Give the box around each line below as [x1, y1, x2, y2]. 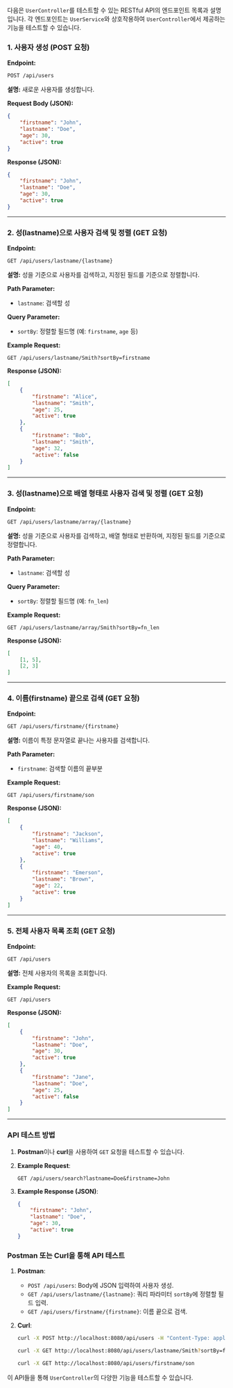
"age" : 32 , [32, 445, 64, 452]
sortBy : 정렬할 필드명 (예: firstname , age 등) [17, 327, 139, 336]
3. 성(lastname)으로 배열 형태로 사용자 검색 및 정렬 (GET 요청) [7, 489, 204, 498]
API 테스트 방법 [7, 1130, 55, 1140]
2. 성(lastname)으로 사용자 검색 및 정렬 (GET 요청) [7, 228, 168, 237]
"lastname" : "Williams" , [32, 837, 104, 844]
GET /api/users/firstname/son [7, 792, 95, 799]
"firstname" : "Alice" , [32, 393, 98, 400]
